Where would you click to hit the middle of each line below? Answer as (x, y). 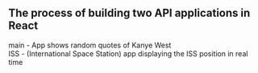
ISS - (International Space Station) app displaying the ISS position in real (128, 53)
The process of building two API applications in (129, 13)
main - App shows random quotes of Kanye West (90, 45)
